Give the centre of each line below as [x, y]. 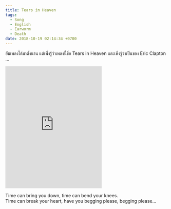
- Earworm [20, 29]
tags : [11, 15]
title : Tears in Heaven [31, 10]
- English [20, 24]
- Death [18, 34]
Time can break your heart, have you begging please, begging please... [81, 201]
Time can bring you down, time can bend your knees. [62, 195]
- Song [17, 20]
